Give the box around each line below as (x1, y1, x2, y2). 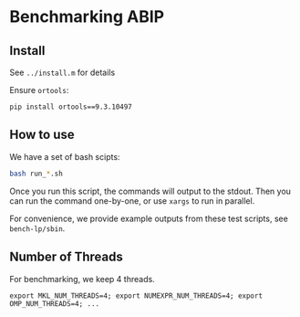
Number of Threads (9, 249, 123, 265)
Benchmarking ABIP (9, 6, 165, 27)
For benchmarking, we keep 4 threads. (9, 273, 155, 284)
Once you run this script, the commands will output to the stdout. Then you (9, 185, 292, 196)
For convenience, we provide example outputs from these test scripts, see (9, 213, 289, 224)
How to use (9, 127, 75, 143)
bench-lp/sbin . (9, 222, 66, 234)
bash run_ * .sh (9, 169, 64, 178)
